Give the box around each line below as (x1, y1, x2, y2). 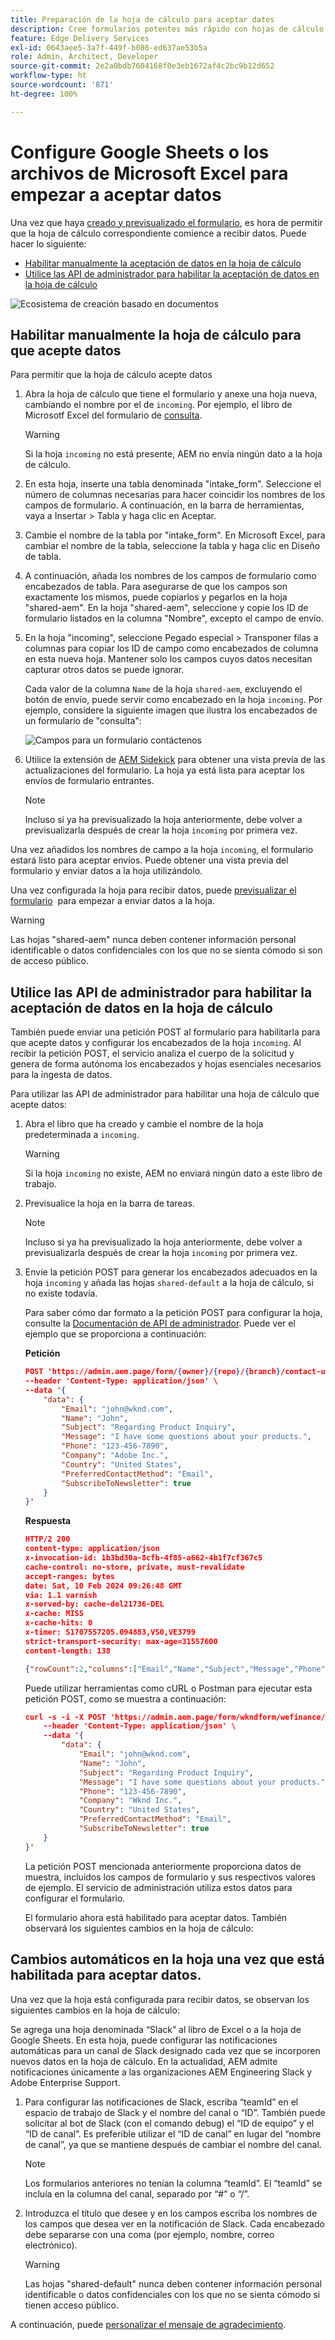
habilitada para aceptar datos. (10, 1967, 202, 1984)
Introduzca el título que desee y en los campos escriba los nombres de (24, 2207, 318, 2219)
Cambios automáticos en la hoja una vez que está (10, 1951, 325, 1968)
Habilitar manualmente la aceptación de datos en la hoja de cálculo (24, 257, 302, 269)
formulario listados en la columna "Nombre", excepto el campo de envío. (24, 612, 324, 625)
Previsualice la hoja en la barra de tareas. (24, 1197, 195, 1210)
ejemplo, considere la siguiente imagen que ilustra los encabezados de (24, 704, 318, 716)
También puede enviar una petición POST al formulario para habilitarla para (10, 1026, 321, 1038)
